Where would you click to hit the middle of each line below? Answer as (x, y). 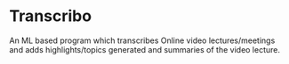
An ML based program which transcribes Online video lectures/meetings (142, 40)
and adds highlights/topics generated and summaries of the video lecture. (145, 49)
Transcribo (50, 16)
